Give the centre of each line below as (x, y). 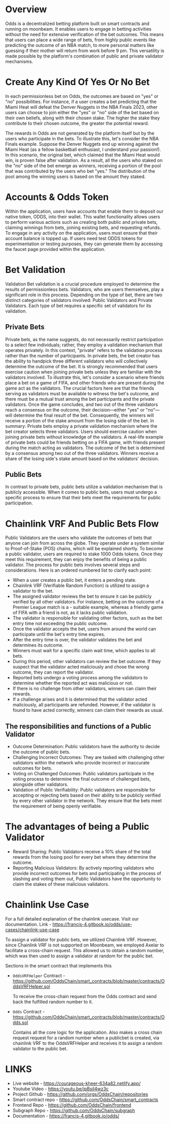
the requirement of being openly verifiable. (57, 806)
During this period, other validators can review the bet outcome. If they (87, 661)
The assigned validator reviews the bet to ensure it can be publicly (82, 596)
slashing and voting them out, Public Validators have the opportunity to (87, 879)
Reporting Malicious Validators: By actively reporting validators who (83, 868)
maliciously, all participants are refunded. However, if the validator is (84, 705)
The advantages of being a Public (77, 827)
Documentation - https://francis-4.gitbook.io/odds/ (66, 1116)
